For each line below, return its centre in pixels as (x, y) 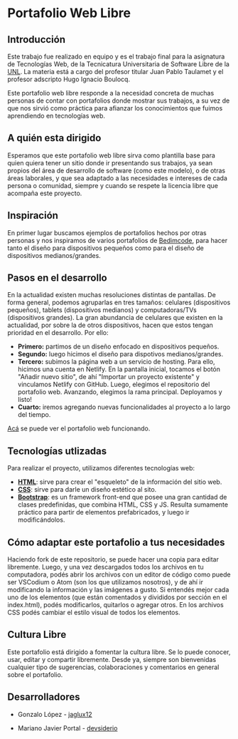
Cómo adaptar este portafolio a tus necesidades (116, 542)
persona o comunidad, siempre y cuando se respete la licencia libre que (113, 185)
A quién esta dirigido (54, 138)
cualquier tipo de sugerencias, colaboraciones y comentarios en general (113, 667)
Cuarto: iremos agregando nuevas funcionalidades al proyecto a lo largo (124, 407)
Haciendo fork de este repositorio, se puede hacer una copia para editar (113, 559)
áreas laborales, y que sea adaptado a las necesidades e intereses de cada (117, 178)
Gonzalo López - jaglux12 (55, 714)
